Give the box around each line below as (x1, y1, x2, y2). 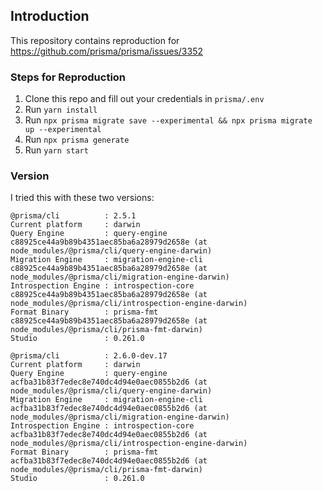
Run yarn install (24, 104, 98, 116)
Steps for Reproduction (10, 70, 127, 84)
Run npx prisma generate (24, 134, 130, 146)
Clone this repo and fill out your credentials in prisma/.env (24, 93, 265, 105)
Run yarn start (24, 144, 89, 156)
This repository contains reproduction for (10, 34, 180, 46)
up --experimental (24, 125, 102, 135)
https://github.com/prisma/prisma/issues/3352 (10, 45, 203, 57)
